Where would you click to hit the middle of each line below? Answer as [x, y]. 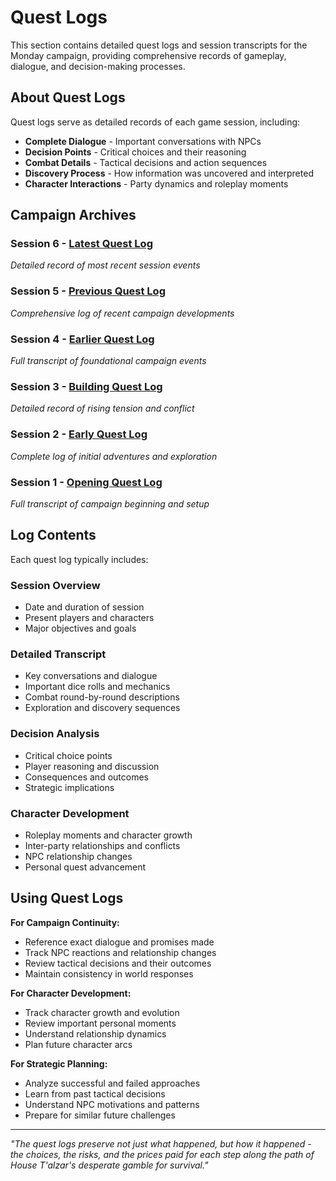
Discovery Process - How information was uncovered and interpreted [169, 173]
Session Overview [55, 585]
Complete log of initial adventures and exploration [114, 456]
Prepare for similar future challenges [100, 1115]
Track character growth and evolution [102, 1012]
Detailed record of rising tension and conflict [102, 408]
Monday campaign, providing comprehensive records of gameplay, [148, 55]
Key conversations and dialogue [91, 676]
